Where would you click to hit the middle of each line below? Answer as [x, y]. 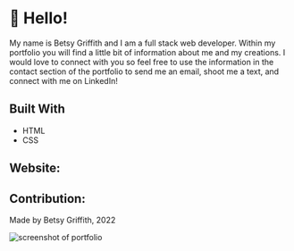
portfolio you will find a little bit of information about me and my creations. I [147, 52]
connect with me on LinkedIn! [63, 80]
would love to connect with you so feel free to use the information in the [142, 62]
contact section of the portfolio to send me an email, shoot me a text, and [144, 71]
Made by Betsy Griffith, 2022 [63, 220]
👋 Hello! [39, 18]
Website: [35, 168]
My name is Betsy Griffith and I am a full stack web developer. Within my [143, 43]
